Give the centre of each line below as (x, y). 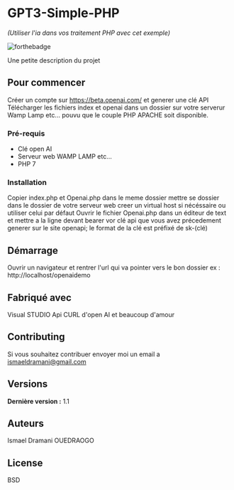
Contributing (36, 337)
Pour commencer (46, 83)
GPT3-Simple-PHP (63, 13)
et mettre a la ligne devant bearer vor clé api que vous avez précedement (114, 220)
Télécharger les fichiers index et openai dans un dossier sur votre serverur (116, 107)
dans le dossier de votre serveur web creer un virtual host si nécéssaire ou (117, 206)
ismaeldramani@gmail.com (47, 361)
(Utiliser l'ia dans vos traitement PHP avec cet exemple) (89, 33)
